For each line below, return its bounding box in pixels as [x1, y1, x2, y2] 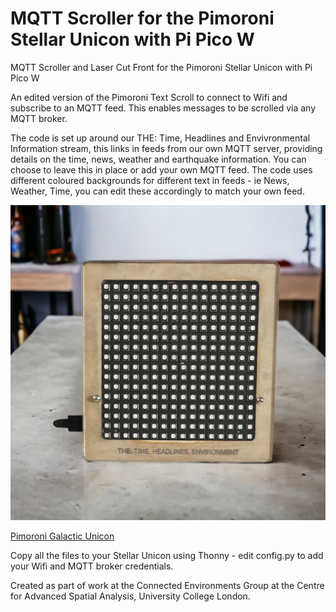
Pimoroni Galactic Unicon [10, 530, 115, 542]
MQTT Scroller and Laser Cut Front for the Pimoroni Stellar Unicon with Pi [10, 61, 313, 73]
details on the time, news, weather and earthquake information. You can [10, 153, 307, 165]
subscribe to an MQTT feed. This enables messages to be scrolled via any [10, 102, 317, 114]
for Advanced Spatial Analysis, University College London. [10, 590, 251, 602]
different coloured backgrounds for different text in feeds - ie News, [10, 174, 290, 186]
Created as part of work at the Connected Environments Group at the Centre [10, 579, 325, 591]
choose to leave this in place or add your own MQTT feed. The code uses [10, 163, 313, 176]
